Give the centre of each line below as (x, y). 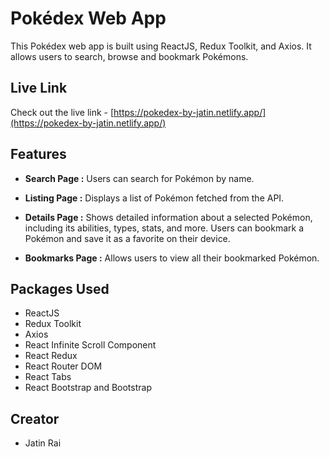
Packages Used (60, 288)
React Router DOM (63, 366)
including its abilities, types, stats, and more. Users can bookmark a (164, 228)
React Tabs (48, 377)
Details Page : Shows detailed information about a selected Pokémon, (168, 217)
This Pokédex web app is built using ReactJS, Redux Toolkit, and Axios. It (161, 46)
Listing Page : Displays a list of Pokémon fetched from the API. (154, 198)
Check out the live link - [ (62, 112)
